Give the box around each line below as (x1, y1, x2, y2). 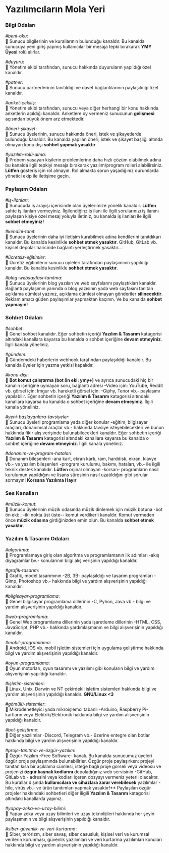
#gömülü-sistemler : (5, 701, 46, 707)
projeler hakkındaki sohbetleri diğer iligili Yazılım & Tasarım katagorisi (5, 790, 150, 796)
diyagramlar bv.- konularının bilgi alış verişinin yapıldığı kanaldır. (5, 557, 138, 563)
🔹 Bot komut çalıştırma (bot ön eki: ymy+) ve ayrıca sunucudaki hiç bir (5, 377, 154, 383)
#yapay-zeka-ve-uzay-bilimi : (5, 805, 67, 811)
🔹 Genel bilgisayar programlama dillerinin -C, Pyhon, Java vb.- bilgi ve (5, 598, 151, 604)
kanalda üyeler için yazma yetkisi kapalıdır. (5, 362, 94, 368)
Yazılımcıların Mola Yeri (5, 4, 105, 15)
